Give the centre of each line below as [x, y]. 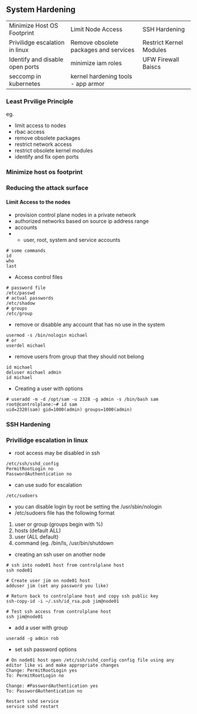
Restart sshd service [33, 702]
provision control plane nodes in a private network [75, 215]
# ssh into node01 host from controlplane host [65, 565]
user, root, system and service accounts [72, 240]
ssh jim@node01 [25, 617]
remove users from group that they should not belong [79, 357]
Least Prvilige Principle [40, 101]
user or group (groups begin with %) [59, 524]
